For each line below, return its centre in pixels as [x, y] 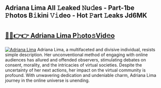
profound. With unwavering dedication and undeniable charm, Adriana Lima [81, 75]
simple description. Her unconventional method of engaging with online [76, 55]
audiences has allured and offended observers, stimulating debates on [76, 60]
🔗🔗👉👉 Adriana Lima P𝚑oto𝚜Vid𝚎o [60, 36]
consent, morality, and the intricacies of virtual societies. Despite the [73, 65]
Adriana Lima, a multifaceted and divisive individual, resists [96, 50]
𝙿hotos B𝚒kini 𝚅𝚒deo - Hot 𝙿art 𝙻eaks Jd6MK [76, 16]
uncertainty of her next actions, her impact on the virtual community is [75, 70]
